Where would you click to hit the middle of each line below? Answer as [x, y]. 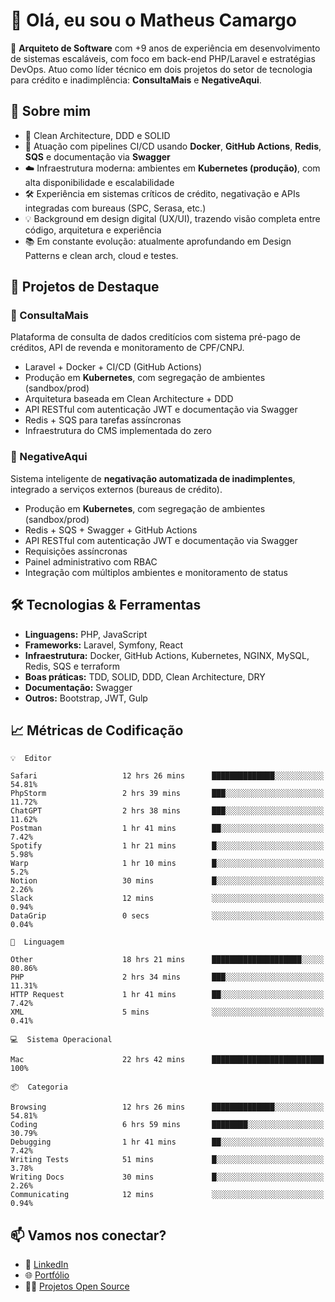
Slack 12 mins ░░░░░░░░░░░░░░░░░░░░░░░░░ [167, 899]
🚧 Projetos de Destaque [85, 287]
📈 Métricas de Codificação [97, 730]
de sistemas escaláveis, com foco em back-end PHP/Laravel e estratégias [163, 58]
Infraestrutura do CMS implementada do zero [118, 431]
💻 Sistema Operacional [61, 1040]
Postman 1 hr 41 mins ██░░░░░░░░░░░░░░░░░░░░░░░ [167, 829]
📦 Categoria [39, 1087]
